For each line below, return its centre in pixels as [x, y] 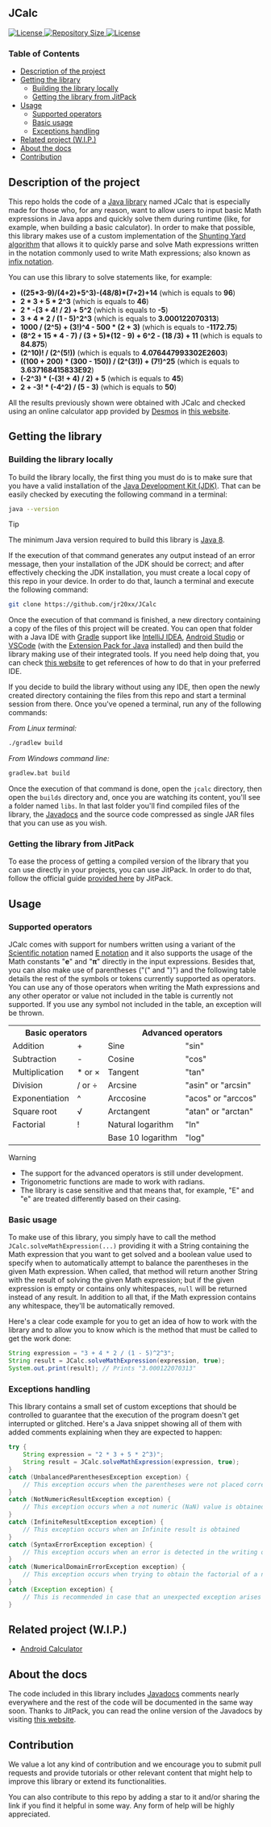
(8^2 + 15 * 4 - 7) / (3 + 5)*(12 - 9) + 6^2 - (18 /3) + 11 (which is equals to [141, 335]
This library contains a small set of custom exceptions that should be [123, 1407]
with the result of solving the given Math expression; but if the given [121, 1280]
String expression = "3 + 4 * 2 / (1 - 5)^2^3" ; [92, 1354]
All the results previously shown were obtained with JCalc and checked [127, 402]
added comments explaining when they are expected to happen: [115, 1432]
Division [27, 1085]
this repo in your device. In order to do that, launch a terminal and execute [131, 581]
